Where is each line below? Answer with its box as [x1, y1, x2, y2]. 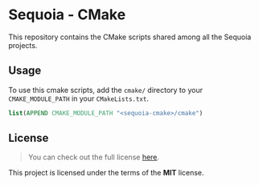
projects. [8, 40, 38, 50]
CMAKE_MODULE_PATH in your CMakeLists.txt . [8, 94, 149, 103]
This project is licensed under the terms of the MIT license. [8, 168, 204, 178]
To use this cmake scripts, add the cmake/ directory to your [8, 85, 203, 95]
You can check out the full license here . [27, 152, 159, 162]
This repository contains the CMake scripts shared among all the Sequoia [8, 32, 252, 42]
